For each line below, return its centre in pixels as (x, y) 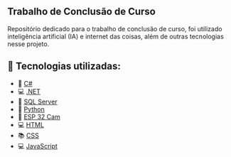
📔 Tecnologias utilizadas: (64, 66)
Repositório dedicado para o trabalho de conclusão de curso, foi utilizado (115, 28)
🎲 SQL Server (38, 102)
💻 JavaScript (38, 146)
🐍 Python (31, 109)
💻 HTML (31, 124)
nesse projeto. (28, 44)
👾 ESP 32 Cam (39, 117)
